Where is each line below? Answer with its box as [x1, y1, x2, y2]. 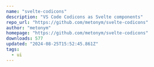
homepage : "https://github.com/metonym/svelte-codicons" [6, 30, 149, 36]
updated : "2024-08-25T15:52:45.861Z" [6, 41, 99, 47]
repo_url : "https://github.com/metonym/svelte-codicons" [6, 19, 149, 25]
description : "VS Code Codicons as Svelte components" [6, 14, 143, 20]
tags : [6, 47, 19, 52]
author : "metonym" [6, 24, 51, 31]
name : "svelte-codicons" [6, 8, 67, 15]
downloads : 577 [6, 36, 43, 41]
